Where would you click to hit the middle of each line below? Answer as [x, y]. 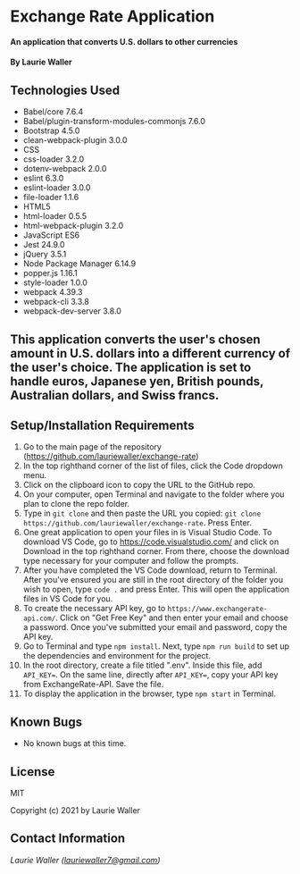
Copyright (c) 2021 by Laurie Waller [75, 811]
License [33, 772]
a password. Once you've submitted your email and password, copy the [155, 627]
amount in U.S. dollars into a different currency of [150, 353]
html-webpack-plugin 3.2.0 [73, 226]
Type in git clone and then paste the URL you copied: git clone [142, 513]
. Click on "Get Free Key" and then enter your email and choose [172, 618]
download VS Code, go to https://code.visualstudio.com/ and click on [151, 542]
